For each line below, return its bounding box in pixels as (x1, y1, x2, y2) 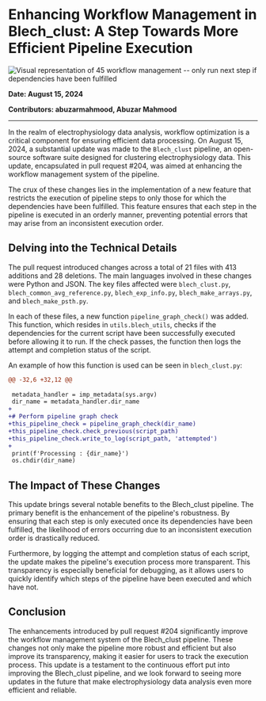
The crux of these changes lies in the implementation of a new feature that (8, 185, 252, 194)
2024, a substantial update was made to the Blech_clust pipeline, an (8, 144, 232, 154)
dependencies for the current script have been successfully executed (8, 328, 236, 337)
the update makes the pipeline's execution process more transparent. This (8, 557, 251, 567)
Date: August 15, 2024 (8, 89, 83, 98)
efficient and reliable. (8, 685, 78, 695)
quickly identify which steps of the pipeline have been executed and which (8, 574, 252, 584)
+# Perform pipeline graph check (8, 413, 119, 421)
